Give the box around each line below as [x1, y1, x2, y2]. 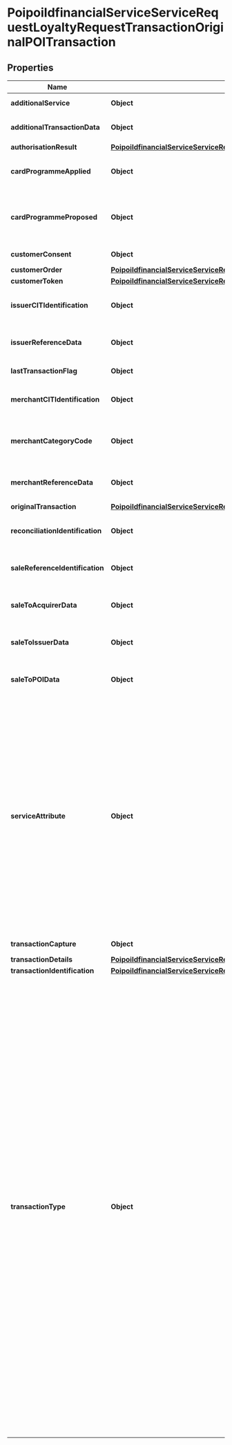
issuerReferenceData [10, 337, 82, 347]
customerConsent [10, 250, 72, 259]
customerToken [10, 277, 64, 286]
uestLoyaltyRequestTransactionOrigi [7, 19, 224, 35]
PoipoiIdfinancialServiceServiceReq [7, 5, 219, 21]
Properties [7, 62, 54, 73]
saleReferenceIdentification [10, 563, 105, 572]
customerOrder [10, 265, 63, 274]
